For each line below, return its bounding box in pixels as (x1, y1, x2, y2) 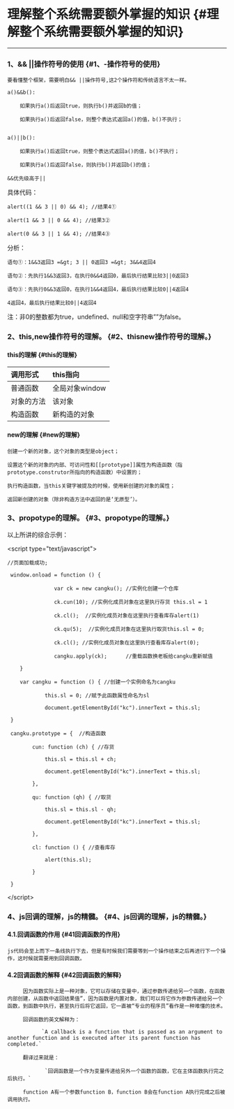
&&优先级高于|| (7, 175, 47, 182)
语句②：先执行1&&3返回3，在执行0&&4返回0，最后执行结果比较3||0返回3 (7, 273, 189, 280)
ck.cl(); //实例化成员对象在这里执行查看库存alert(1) (54, 612, 200, 619)
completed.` (7, 1041, 42, 1048)
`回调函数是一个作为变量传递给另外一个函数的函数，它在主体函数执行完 (44, 1068, 219, 1075)
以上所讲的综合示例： (7, 530, 68, 539)
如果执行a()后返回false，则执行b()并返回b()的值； (19, 161, 152, 168)
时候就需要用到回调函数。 (22, 955, 86, 962)
